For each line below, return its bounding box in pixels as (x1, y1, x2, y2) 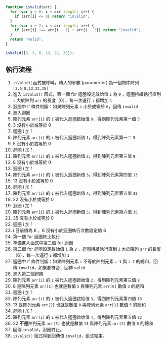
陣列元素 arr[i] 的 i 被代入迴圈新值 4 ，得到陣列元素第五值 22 (12, 190, 138, 196)
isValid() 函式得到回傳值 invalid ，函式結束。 (12, 333, 108, 339)
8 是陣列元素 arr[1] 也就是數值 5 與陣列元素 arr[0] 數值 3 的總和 (12, 283, 145, 289)
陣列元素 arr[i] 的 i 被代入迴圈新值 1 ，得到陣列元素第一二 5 (12, 134, 135, 140)
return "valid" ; (10, 37, 43, 42)
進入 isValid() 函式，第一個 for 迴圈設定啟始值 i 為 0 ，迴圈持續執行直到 (12, 91, 161, 97)
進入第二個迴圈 (12, 271, 43, 277)
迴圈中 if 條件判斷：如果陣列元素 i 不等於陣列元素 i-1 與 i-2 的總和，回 (12, 258, 158, 264)
